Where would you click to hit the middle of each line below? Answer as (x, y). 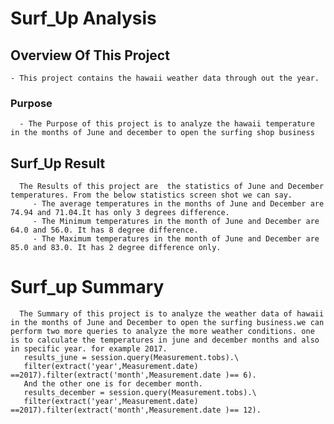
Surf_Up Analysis (83, 18)
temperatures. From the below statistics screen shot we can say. (151, 195)
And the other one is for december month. (113, 384)
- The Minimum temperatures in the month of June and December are (176, 222)
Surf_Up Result (58, 163)
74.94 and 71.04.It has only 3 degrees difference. (120, 213)
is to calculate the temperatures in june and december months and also (165, 340)
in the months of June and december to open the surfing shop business (162, 133)
